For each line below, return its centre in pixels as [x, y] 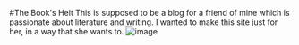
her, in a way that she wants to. [67, 31]
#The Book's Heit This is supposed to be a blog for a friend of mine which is [149, 13]
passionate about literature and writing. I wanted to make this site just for [144, 22]
